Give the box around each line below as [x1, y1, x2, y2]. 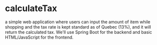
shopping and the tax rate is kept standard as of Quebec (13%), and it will [5, 24, 151, 30]
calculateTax [5, 3, 57, 14]
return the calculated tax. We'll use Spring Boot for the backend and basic [5, 29, 152, 35]
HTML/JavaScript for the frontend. [5, 34, 74, 40]
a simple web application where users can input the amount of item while [5, 19, 151, 25]
